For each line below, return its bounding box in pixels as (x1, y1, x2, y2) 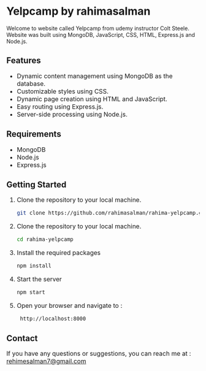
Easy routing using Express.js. (17, 102, 104, 111)
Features (6, 55, 41, 66)
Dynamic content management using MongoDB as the (17, 72, 173, 80)
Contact (6, 333, 38, 343)
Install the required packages (17, 248, 101, 257)
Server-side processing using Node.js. (17, 110, 128, 118)
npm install (17, 262, 52, 269)
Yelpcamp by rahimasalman (6, 4, 151, 18)
